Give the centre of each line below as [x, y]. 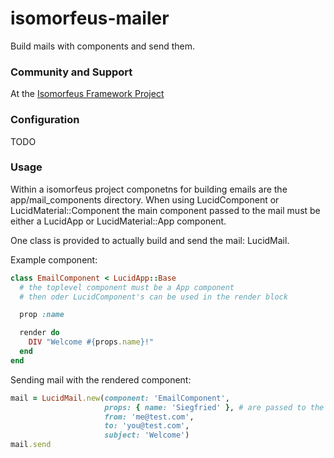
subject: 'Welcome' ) [147, 435]
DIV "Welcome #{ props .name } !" [91, 342]
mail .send [31, 445]
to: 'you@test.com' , [147, 426]
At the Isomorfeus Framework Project [87, 94]
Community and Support [71, 72]
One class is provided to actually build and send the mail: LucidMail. [150, 240]
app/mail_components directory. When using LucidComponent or [145, 199]
